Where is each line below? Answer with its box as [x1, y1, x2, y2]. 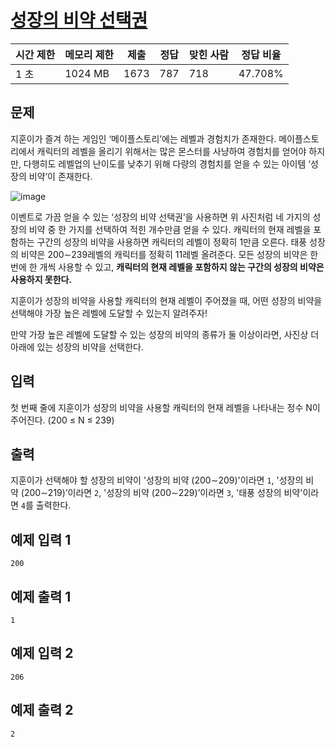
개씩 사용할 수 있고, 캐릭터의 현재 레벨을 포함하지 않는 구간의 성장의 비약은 [39, 261, 325, 273]
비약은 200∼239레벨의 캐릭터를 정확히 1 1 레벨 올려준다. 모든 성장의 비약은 [20, 248, 308, 260]
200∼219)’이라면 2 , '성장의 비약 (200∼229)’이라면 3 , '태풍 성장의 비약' [23, 487, 303, 499]
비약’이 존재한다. [28, 170, 93, 182]
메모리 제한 [64, 47, 115, 61]
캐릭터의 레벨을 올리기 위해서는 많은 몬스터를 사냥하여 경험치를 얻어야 [36, 145, 307, 157]
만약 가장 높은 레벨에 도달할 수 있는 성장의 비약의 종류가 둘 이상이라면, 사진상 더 [10, 328, 320, 340]
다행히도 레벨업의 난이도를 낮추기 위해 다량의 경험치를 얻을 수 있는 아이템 [23, 157, 307, 170]
